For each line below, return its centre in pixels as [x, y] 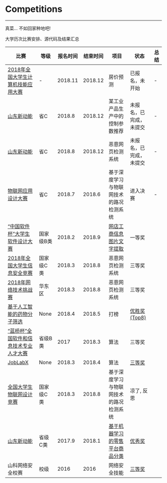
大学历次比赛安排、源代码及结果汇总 [42, 39]
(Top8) [138, 317]
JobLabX [18, 362]
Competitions [34, 9]
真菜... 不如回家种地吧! [28, 28]
